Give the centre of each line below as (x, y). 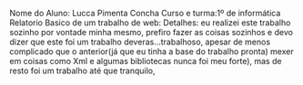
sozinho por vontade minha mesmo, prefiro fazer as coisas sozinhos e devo (151, 32)
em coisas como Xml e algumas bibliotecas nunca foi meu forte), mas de (146, 61)
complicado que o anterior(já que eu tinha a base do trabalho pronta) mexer (151, 52)
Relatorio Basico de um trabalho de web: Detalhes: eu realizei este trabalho (150, 23)
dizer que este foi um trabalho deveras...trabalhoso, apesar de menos (140, 42)
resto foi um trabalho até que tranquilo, (83, 71)
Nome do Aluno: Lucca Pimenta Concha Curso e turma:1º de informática (145, 13)
